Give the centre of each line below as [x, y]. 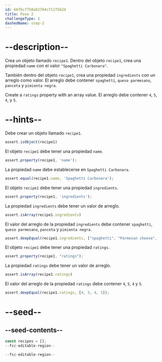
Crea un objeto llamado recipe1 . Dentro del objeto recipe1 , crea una [73, 61]
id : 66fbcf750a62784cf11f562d [36, 9]
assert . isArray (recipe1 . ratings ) [39, 275]
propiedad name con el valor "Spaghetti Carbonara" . [57, 66]
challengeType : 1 [23, 18]
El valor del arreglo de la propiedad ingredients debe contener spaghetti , [79, 224]
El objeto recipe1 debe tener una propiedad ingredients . [62, 188]
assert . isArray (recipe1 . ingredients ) [43, 215]
